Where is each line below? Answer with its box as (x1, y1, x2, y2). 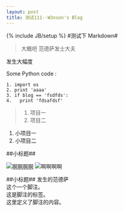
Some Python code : (6, 70, 57, 77)
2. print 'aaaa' (6, 87, 47, 93)
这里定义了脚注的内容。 (6, 198, 64, 206)
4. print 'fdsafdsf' (6, 98, 63, 104)
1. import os (6, 81, 39, 88)
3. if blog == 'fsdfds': (6, 92, 69, 98)
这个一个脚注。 (6, 183, 43, 190)
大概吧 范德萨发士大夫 (20, 45, 76, 52)
